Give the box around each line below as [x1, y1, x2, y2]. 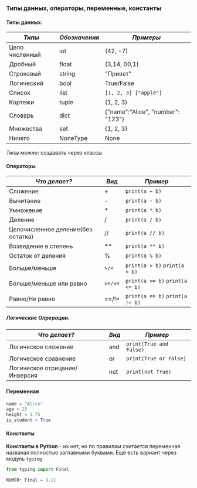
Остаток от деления [9, 252, 66, 260]
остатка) [9, 233, 34, 241]
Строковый [9, 70, 41, 78]
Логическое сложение [9, 343, 74, 351]
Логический [9, 79, 44, 87]
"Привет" [104, 70, 132, 78]
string [59, 70, 76, 78]
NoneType [59, 134, 88, 142]
